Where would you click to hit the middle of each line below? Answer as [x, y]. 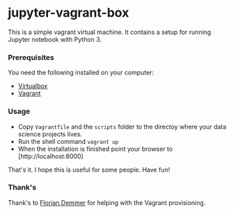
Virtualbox [33, 86]
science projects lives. [50, 134]
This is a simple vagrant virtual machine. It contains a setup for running [110, 32]
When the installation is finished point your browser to [95, 149]
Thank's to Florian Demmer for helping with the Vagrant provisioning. [107, 202]
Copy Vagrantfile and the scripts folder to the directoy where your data [122, 126]
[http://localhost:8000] [51, 156]
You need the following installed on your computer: [81, 73]
